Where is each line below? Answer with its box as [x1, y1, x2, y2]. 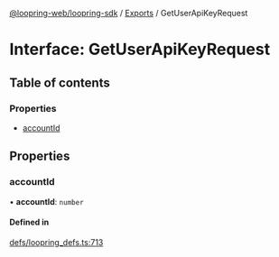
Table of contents [9, 75, 110, 90]
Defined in [9, 216, 50, 228]
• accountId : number [9, 196, 84, 207]
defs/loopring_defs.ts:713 [9, 236, 104, 247]
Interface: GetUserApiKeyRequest [9, 40, 271, 60]
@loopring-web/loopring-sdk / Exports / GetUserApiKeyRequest [9, 8, 248, 18]
